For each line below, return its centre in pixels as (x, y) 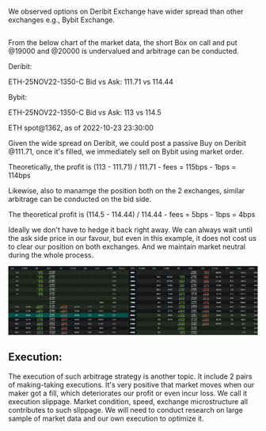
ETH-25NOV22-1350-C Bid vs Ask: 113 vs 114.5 (85, 113)
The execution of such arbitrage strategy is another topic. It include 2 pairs (130, 376)
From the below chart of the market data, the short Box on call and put (123, 43)
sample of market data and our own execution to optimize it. (106, 418)
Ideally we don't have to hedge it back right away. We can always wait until (131, 230)
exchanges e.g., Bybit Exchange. (61, 20)
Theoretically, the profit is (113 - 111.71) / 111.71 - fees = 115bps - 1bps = (122, 167)
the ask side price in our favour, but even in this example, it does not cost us (133, 238)
